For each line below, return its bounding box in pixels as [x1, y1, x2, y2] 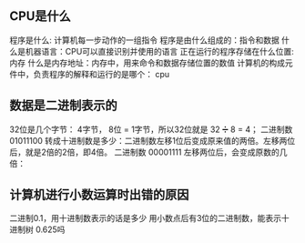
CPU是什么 [9, 8, 71, 25]
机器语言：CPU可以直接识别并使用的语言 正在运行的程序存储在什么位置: [25, 46, 294, 56]
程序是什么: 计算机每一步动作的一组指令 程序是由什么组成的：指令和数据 [9, 35, 280, 46]
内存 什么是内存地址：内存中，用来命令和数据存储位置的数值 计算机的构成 [9, 57, 285, 68]
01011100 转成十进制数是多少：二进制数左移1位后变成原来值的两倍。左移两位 [9, 135, 296, 146]
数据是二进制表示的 [9, 98, 117, 114]
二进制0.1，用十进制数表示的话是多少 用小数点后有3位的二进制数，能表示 [9, 213, 282, 224]
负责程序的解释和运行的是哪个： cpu [33, 68, 170, 79]
